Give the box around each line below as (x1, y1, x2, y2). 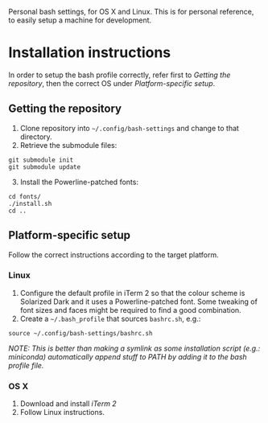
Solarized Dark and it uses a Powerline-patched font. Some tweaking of (19, 297, 258, 306)
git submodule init (8, 156, 74, 164)
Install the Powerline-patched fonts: (19, 177, 139, 187)
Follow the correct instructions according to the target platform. (8, 249, 219, 260)
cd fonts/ (8, 192, 42, 200)
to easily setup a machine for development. (8, 15, 152, 25)
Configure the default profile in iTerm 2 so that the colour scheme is (19, 288, 245, 298)
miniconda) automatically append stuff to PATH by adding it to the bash (8, 351, 247, 361)
